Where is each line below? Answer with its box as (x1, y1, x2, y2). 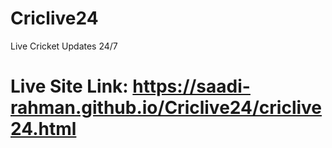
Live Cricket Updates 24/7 (10, 40, 118, 52)
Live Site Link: (10, 75, 129, 98)
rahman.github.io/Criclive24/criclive (10, 97, 323, 119)
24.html (10, 118, 77, 141)
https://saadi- (132, 75, 251, 98)
